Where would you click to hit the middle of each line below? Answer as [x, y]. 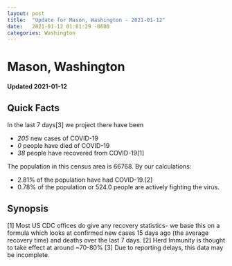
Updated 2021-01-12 [37, 86]
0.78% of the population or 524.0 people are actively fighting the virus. [118, 187]
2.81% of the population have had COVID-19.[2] [85, 180]
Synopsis [28, 209]
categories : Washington [42, 33]
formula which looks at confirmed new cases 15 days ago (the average [108, 233]
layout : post [26, 13]
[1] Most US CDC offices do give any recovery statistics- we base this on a [114, 225]
